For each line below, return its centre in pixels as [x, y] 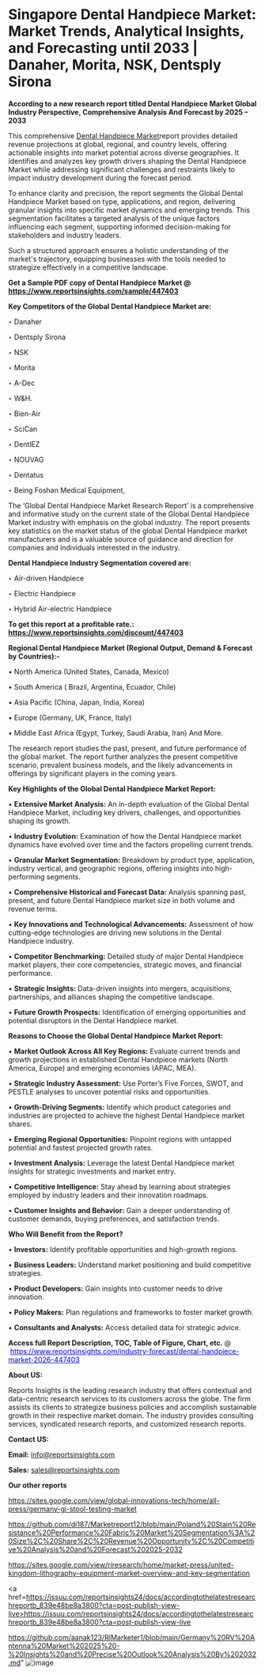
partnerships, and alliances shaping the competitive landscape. [112, 996]
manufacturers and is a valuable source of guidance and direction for [121, 539]
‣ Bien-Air [25, 414]
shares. [21, 1124]
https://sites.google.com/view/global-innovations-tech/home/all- [114, 1500]
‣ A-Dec [22, 383]
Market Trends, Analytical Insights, [126, 31]
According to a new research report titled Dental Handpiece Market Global [132, 104]
